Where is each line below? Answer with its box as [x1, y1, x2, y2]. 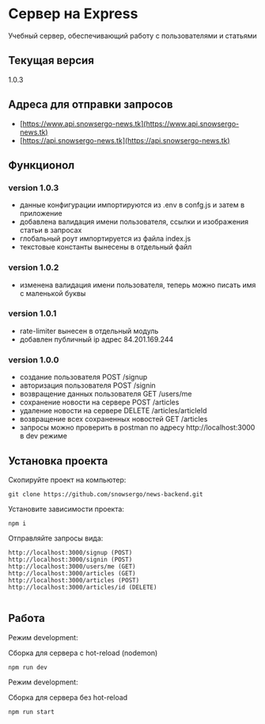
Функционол [8, 158, 75, 172]
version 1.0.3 [8, 182, 59, 193]
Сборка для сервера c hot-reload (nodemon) [8, 648, 158, 658]
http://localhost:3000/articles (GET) [8, 569, 136, 578]
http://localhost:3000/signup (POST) [8, 548, 133, 556]
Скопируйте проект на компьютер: [8, 475, 127, 484]
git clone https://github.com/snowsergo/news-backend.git [8, 490, 203, 498]
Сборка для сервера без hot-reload [8, 692, 128, 702]
